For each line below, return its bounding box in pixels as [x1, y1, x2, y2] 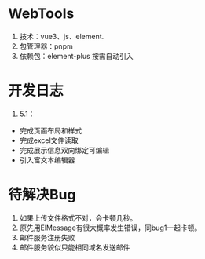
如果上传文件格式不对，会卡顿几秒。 [19, 213, 137, 222]
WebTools [8, 5, 75, 23]
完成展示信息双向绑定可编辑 [19, 145, 110, 155]
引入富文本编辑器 [19, 155, 75, 165]
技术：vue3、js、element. [19, 31, 104, 41]
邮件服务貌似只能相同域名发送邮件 [19, 243, 130, 252]
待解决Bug [8, 186, 76, 204]
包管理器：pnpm [19, 41, 73, 51]
